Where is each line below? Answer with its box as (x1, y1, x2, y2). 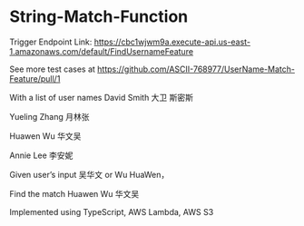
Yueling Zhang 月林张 (9, 111, 90, 122)
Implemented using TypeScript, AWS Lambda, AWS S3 (9, 206, 214, 217)
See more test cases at (9, 64, 95, 74)
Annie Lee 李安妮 (9, 150, 74, 161)
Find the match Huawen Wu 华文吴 (9, 188, 140, 199)
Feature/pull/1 (9, 73, 61, 84)
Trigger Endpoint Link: (9, 36, 93, 47)
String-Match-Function (9, 6, 189, 27)
